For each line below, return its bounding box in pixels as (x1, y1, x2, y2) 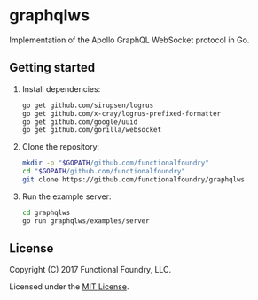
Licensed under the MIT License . (9, 281, 129, 292)
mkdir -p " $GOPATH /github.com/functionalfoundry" (21, 158, 210, 168)
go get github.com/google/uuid (21, 117, 138, 127)
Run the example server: (21, 191, 113, 202)
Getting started (9, 60, 96, 75)
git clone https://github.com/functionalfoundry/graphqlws (21, 175, 246, 184)
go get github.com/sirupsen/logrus (21, 101, 154, 110)
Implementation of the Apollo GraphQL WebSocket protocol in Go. (9, 35, 250, 45)
